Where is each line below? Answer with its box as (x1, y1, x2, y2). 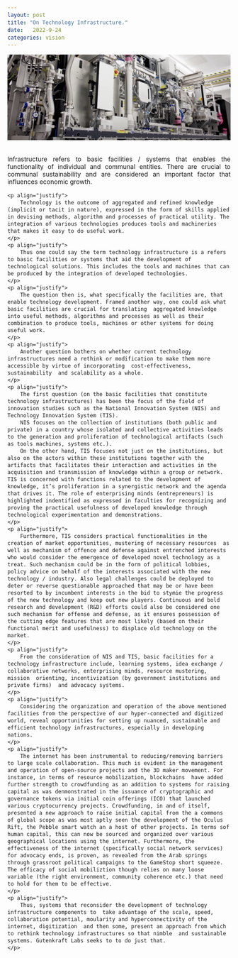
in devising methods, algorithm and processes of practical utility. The (7, 213, 230, 220)
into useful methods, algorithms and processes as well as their (7, 312, 204, 319)
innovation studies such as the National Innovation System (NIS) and (7, 404, 220, 412)
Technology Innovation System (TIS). (7, 412, 119, 419)
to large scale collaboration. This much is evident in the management (7, 759, 223, 766)
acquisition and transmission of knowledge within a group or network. (7, 468, 223, 475)
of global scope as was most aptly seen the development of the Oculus (7, 816, 223, 823)
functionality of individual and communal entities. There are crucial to (7, 162, 231, 170)
